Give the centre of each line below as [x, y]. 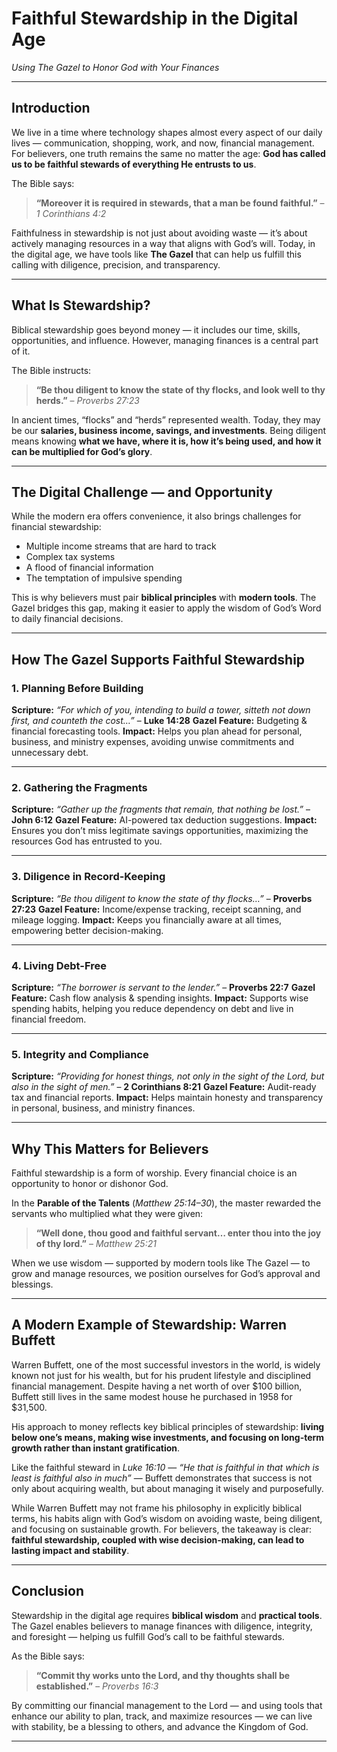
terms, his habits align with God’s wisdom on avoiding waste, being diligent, [167, 1518]
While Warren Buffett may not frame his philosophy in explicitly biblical [157, 1508]
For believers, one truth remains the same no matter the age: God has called [168, 153]
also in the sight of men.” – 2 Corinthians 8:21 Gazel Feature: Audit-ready [164, 1087]
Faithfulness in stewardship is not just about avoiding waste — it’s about [159, 233]
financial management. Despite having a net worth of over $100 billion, [157, 1386]
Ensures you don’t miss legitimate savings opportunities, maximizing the [160, 831]
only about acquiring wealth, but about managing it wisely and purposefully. [167, 1488]
